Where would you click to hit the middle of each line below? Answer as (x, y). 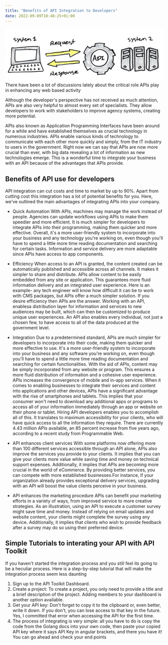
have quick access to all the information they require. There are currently (88, 423)
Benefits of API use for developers (60, 179)
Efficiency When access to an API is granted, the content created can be (88, 264)
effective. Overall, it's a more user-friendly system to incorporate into (84, 232)
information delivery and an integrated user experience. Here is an (81, 285)
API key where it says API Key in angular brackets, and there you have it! (87, 631)
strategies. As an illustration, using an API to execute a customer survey (87, 506)
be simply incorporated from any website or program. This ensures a (83, 369)
